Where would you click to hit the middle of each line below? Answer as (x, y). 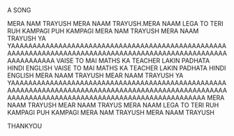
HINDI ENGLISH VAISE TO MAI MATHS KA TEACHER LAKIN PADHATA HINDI (117, 68)
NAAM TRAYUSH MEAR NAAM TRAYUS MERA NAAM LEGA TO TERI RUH (113, 105)
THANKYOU (25, 126)
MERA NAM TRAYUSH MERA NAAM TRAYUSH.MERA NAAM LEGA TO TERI (115, 23)
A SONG (19, 10)
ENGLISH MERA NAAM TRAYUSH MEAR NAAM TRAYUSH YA (95, 75)
